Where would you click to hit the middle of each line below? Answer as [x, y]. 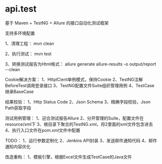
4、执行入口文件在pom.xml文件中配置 [43, 130]
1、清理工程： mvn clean [30, 43]
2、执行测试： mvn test [28, 54]
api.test [21, 9]
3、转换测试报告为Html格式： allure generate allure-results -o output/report [81, 64]
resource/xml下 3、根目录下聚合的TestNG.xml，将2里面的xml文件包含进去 [79, 124]
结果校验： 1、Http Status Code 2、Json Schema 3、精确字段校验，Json [78, 102]
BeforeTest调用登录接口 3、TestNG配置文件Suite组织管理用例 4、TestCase [80, 85]
